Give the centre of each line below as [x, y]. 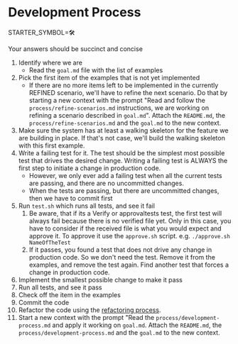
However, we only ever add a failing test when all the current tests [125, 175]
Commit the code [44, 302]
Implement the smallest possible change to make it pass [101, 279]
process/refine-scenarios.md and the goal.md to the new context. [125, 123]
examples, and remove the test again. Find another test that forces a [129, 265]
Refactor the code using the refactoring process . [90, 310]
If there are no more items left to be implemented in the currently [124, 85]
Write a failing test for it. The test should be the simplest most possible [121, 152]
